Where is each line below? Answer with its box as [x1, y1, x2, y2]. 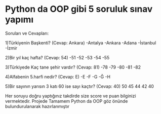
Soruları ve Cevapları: [5, 30, 49, 36]
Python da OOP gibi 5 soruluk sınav [5, 3, 153, 15]
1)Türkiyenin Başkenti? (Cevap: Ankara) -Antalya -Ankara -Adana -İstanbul [5, 39, 157, 45]
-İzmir [5, 45, 17, 51]
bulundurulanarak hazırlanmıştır [5, 103, 70, 109]
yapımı [5, 14, 34, 25]
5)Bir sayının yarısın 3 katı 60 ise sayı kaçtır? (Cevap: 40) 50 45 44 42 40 [5, 83, 154, 89]
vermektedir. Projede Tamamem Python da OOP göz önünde [5, 98, 128, 104]
